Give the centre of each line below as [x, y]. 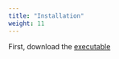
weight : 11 [27, 23]
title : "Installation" [46, 16]
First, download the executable [59, 46]
